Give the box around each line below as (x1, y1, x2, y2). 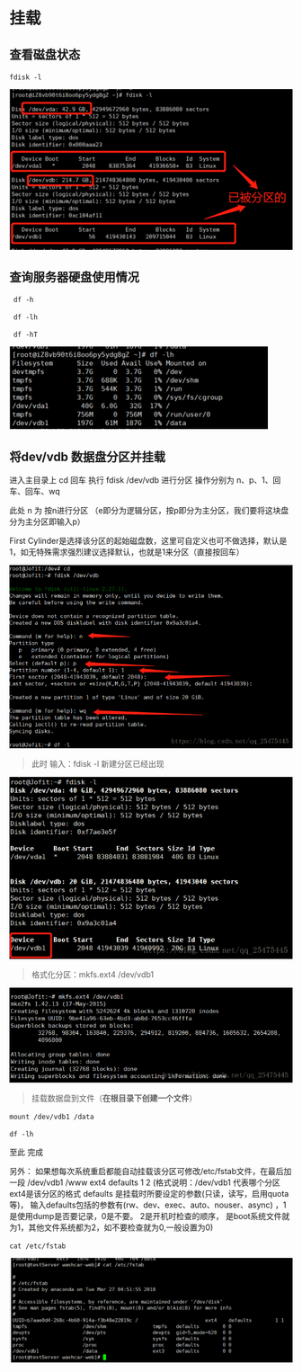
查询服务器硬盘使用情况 (9, 269, 139, 284)
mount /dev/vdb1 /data (9, 1112, 94, 1122)
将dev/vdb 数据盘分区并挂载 (9, 449, 166, 464)
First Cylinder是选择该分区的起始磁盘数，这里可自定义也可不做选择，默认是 (9, 536, 288, 547)
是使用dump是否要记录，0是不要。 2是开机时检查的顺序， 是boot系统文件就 (9, 1211, 290, 1222)
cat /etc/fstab (9, 1242, 67, 1251)
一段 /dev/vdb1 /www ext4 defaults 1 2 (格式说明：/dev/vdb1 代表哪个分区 (9, 1177, 280, 1188)
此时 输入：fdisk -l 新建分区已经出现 (31, 758, 164, 769)
